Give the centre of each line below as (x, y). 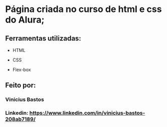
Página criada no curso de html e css (83, 9)
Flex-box (22, 69)
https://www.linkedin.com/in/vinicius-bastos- (87, 113)
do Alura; (25, 20)
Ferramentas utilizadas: (43, 38)
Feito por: (21, 85)
